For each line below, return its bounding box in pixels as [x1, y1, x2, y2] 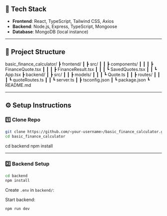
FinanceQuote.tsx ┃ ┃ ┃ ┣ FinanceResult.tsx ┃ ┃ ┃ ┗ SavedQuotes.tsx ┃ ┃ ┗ [5, 66, 158, 72]
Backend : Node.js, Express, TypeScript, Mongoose [12, 23, 118, 29]
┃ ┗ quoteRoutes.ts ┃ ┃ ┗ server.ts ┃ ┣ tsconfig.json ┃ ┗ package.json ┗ [5, 76, 150, 82]
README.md [5, 82, 31, 88]
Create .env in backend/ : [5, 187, 55, 193]
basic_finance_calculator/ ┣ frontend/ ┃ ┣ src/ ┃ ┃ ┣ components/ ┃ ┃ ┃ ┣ [5, 61, 154, 67]
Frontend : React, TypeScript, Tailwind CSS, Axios [12, 18, 114, 24]
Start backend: [5, 197, 36, 203]
